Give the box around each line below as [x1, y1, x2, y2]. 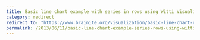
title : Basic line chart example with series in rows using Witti [6, 8, 174, 15]
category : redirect [6, 14, 55, 20]
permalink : [6, 25, 33, 31]
